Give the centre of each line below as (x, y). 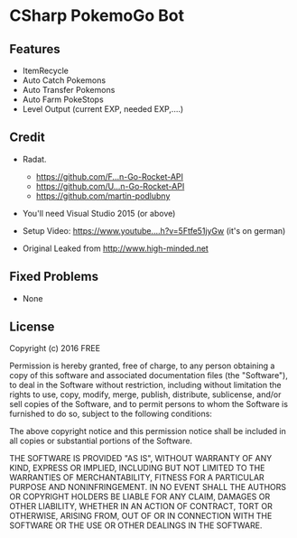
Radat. (34, 159)
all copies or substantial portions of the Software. (101, 441)
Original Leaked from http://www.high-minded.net (116, 248)
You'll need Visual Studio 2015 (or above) (99, 213)
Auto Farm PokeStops (63, 99)
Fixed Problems (54, 277)
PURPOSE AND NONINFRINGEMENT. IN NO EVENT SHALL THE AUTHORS (148, 487)
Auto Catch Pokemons (64, 80)
